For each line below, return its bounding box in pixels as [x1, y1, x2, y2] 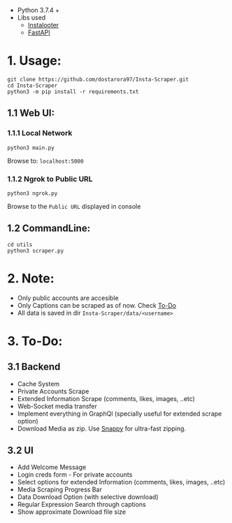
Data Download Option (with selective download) [17, 493, 159, 501]
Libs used [17, 13, 46, 22]
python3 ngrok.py [7, 189, 58, 197]
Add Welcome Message [17, 463, 87, 472]
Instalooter [27, 21, 59, 29]
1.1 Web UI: [7, 107, 55, 119]
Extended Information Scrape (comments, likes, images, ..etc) [17, 394, 196, 402]
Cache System [17, 379, 60, 388]
